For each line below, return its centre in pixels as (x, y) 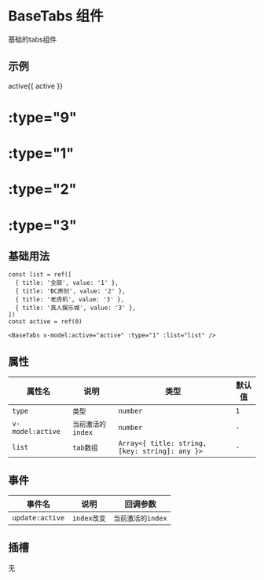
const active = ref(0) (45, 322)
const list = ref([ (40, 275)
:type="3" (42, 225)
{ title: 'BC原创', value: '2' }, (70, 291)
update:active (38, 518)
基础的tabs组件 (33, 39)
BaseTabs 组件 (56, 16)
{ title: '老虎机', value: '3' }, (70, 300)
